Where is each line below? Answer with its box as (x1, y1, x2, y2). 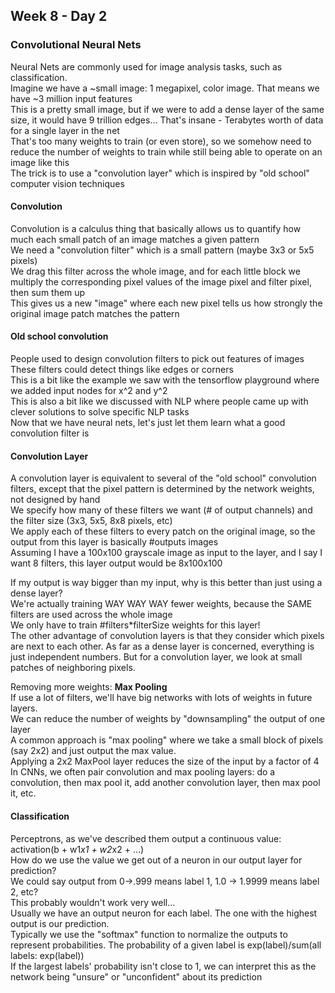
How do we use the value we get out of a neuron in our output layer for (10, 854, 303, 866)
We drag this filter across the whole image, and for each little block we (10, 265, 301, 277)
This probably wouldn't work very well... (10, 896, 176, 908)
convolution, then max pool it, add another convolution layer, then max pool (10, 777, 321, 789)
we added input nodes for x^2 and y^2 (10, 385, 168, 397)
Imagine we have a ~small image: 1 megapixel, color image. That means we (10, 82, 320, 94)
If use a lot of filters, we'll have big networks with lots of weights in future (10, 692, 313, 704)
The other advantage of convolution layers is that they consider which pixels (10, 630, 325, 642)
